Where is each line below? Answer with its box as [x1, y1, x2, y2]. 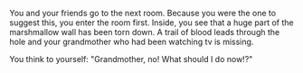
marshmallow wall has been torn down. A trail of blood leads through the [9, 27, 280, 37]
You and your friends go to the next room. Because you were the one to [9, 8, 277, 18]
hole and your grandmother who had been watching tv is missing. [9, 36, 254, 47]
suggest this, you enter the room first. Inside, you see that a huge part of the [9, 17, 294, 28]
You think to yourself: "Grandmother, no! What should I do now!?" [9, 54, 253, 64]
